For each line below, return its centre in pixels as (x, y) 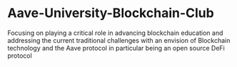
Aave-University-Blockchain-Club (111, 13)
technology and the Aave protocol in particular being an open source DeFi (116, 48)
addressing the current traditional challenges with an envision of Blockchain (119, 40)
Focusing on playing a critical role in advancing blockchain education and (115, 33)
